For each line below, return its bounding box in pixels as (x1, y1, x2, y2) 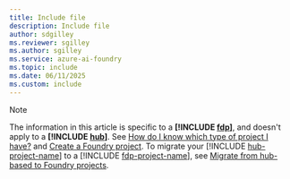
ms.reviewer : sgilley (9, 38, 90, 47)
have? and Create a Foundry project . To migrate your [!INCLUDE (9, 141, 246, 151)
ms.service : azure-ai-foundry (9, 55, 123, 64)
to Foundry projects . (34, 159, 109, 170)
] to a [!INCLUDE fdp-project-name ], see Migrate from (58, 149, 258, 161)
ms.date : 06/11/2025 (9, 72, 87, 81)
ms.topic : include (9, 64, 78, 72)
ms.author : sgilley (9, 47, 82, 55)
